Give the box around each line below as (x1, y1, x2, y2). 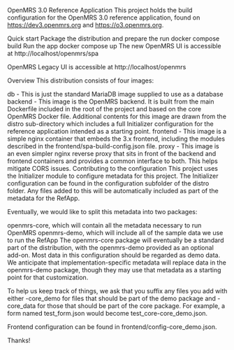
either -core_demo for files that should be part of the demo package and (7, 294, 217, 302)
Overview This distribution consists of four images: (7, 76, 154, 85)
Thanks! (7, 336, 31, 344)
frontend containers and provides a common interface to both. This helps (7, 157, 218, 165)
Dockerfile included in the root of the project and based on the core (7, 105, 202, 113)
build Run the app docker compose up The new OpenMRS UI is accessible (7, 42, 221, 50)
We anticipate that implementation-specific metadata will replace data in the (7, 258, 227, 267)
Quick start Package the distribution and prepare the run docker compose (7, 34, 220, 43)
